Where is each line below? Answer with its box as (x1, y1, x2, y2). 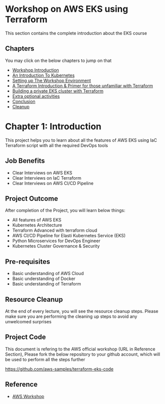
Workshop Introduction (12, 67, 59, 73)
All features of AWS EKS (12, 217, 62, 223)
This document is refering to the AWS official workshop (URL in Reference (5, 346, 156, 352)
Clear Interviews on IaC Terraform (12, 175, 81, 181)
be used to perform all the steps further (5, 356, 85, 362)
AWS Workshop (12, 393, 44, 399)
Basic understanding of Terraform (12, 281, 81, 287)
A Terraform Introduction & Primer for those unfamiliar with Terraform (12, 83, 154, 89)
